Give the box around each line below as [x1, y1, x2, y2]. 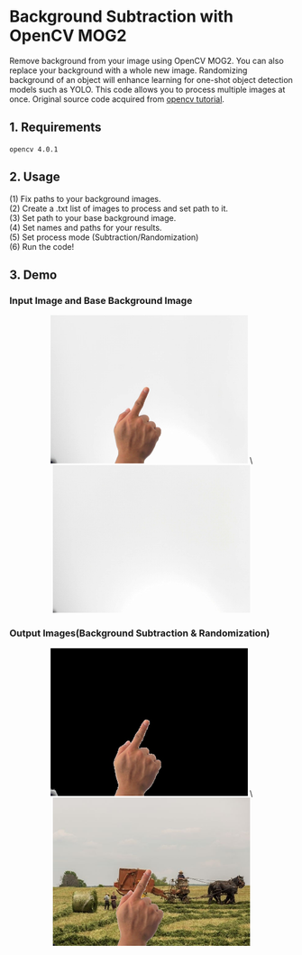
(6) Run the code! [9, 241, 75, 252]
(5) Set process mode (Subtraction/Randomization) [9, 232, 199, 243]
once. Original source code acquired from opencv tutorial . [9, 93, 225, 105]
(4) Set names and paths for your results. [9, 222, 162, 233]
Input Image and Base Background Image [9, 294, 193, 307]
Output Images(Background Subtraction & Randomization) [9, 627, 270, 639]
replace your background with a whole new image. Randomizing [9, 65, 248, 76]
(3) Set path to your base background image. [9, 212, 177, 223]
